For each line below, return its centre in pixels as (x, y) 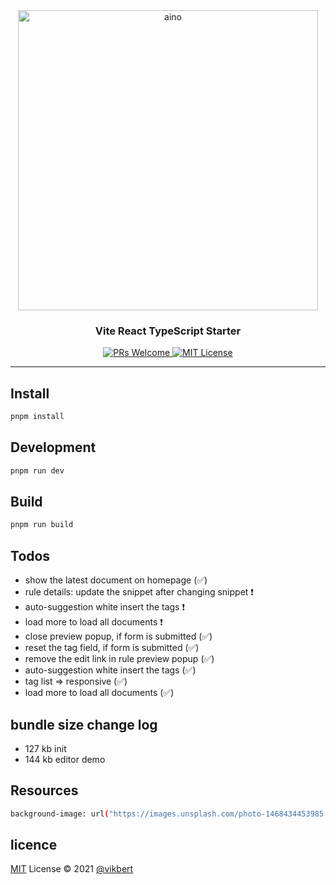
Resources (44, 790)
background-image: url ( (60, 814)
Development (53, 447)
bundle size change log (84, 724)
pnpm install (37, 417)
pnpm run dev (37, 470)
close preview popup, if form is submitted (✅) (118, 636)
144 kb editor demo (65, 759)
